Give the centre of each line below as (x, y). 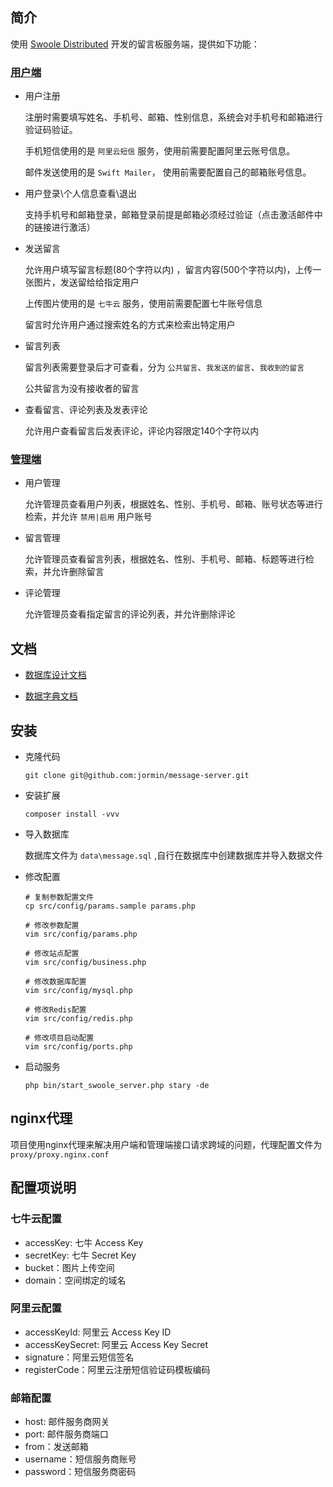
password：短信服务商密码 (80, 1472)
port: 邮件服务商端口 (66, 1434)
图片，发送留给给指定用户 (86, 282)
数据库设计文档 (55, 675)
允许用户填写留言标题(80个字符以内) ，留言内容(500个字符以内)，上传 (168, 270)
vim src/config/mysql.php (78, 991)
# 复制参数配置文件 (59, 898)
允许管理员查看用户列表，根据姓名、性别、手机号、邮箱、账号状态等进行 (173, 504)
